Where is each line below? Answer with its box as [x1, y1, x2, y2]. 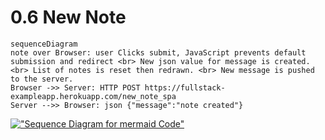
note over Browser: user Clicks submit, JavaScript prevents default [10, 47, 307, 58]
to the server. [10, 74, 74, 84]
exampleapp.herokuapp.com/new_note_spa [10, 91, 177, 101]
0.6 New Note [10, 6, 127, 29]
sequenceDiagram [10, 39, 78, 49]
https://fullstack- [144, 82, 226, 93]
